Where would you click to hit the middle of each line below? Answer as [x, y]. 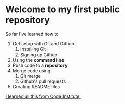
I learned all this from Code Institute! [43, 96]
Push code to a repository [40, 65]
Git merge [30, 76]
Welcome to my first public [63, 9]
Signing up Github [39, 55]
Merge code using [32, 70]
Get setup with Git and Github [43, 43]
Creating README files [36, 86]
